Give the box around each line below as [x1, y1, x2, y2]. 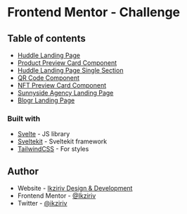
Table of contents [7, 32, 86, 44]
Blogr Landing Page [17, 96, 75, 105]
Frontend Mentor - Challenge [7, 4, 181, 20]
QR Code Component [17, 73, 79, 82]
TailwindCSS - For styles [17, 145, 89, 153]
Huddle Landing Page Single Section [17, 66, 124, 74]
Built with [7, 114, 41, 124]
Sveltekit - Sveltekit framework [17, 137, 108, 145]
